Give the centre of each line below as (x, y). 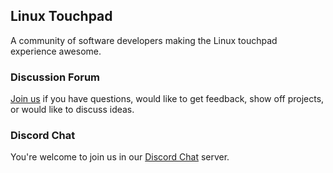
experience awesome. (56, 51)
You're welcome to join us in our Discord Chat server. (120, 157)
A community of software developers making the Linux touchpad (144, 40)
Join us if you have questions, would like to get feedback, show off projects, (167, 99)
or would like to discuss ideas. (72, 110)
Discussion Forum (55, 77)
